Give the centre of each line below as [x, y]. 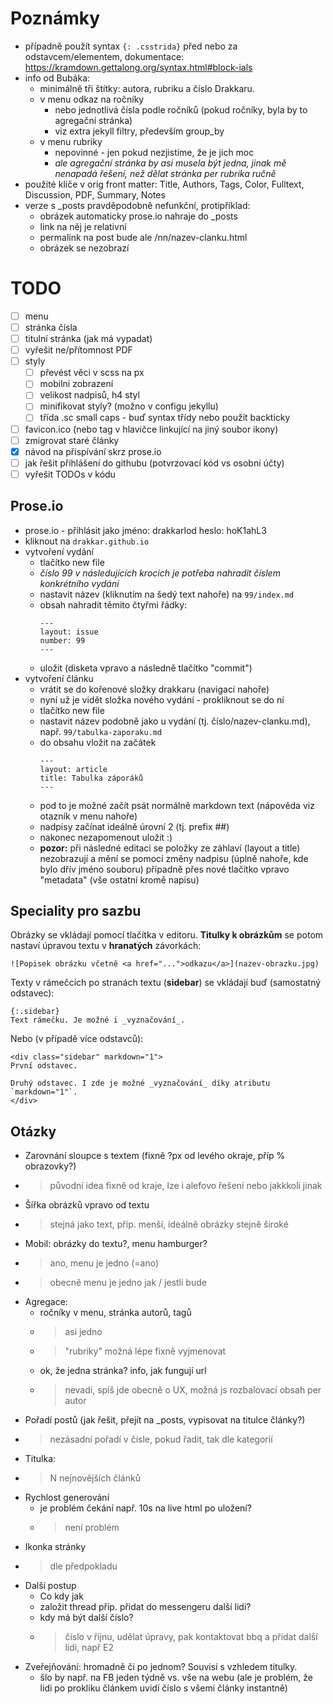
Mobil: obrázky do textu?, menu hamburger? [116, 1244]
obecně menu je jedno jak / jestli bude [128, 1283]
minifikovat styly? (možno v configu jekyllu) [129, 406]
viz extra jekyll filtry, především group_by [139, 131]
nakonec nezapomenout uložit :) [106, 837]
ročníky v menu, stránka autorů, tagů [115, 1313]
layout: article [73, 769]
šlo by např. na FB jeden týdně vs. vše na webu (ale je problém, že [176, 1678]
